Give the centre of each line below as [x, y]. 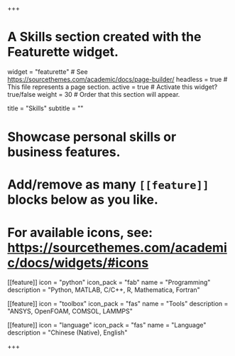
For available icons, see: [80, 232]
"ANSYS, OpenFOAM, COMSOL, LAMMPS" [70, 311]
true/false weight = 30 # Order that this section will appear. [94, 94]
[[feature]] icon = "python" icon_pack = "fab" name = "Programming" [109, 283]
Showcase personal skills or [92, 137]
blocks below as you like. [83, 200]
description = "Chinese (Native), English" [67, 333]
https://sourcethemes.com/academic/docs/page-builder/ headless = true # [117, 79]
